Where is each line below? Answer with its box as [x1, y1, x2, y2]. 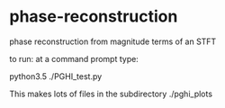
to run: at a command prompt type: [9, 53, 139, 64]
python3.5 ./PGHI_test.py [9, 70, 103, 82]
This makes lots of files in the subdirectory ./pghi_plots [9, 88, 213, 99]
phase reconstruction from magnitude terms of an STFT [9, 36, 217, 47]
